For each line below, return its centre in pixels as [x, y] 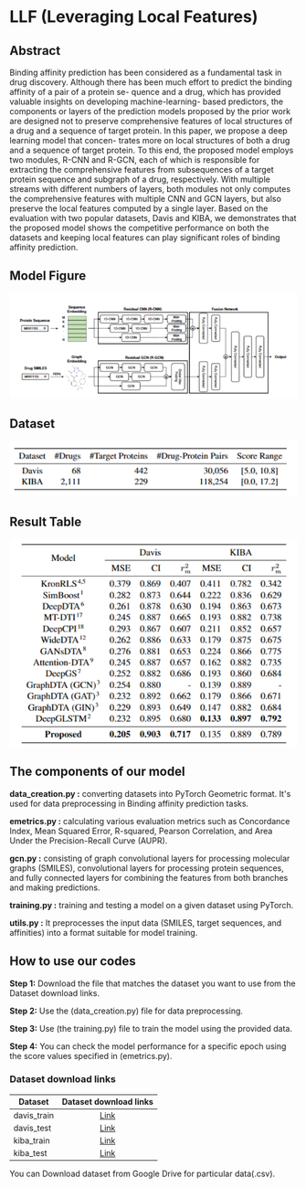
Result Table [46, 521]
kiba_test [30, 1153]
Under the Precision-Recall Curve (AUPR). [89, 840]
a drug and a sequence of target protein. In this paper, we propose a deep [148, 131]
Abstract [35, 51]
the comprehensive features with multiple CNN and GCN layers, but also [145, 199]
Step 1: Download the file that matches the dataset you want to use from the [153, 983]
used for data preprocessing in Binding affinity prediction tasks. [129, 803]
